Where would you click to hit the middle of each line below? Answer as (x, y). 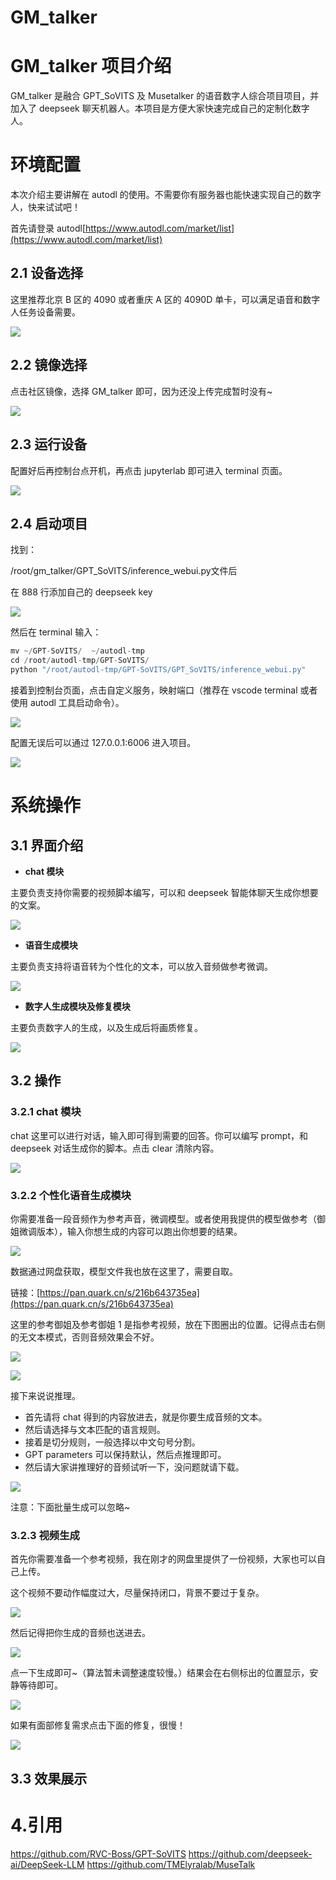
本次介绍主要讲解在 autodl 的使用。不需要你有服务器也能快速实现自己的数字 (166, 195)
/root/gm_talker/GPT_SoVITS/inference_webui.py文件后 (124, 571)
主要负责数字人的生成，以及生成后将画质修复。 (106, 1027)
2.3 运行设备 (49, 444)
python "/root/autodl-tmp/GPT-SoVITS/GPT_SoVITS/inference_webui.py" (158, 670)
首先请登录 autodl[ (48, 228)
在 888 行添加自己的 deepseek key (81, 592)
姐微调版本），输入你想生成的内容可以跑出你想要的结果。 (126, 1231)
